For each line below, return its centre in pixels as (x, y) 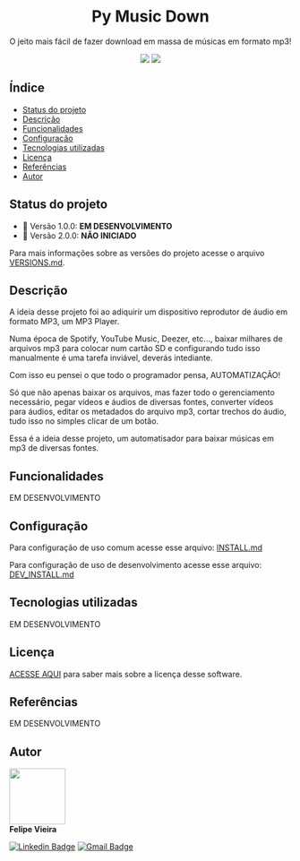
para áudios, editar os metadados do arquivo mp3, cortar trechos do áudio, (148, 412)
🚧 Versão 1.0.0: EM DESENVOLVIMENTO (97, 226)
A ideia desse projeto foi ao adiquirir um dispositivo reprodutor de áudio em (149, 312)
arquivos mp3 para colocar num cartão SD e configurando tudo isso (135, 349)
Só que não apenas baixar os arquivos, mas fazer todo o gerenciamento (142, 392)
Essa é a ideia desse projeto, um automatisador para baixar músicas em (142, 439)
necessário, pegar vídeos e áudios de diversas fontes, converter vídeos (141, 402)
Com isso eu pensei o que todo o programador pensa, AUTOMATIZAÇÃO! (145, 375)
